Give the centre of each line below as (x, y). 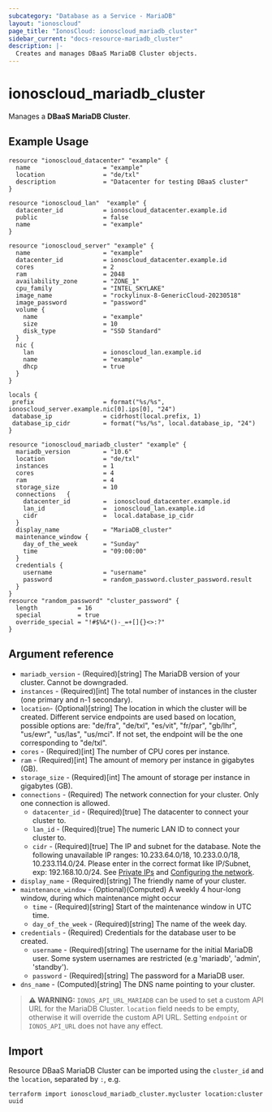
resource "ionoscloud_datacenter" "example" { (89, 160)
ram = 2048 (71, 274)
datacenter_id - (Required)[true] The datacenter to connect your (140, 812)
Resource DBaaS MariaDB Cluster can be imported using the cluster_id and (136, 1071)
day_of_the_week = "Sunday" (81, 544)
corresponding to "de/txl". (64, 743)
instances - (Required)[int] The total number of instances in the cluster (138, 691)
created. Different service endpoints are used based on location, (128, 717)
